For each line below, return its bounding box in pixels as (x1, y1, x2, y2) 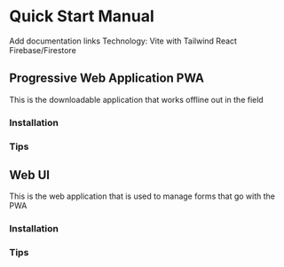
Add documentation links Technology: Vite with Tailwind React (9, 35, 238, 46)
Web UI (9, 167, 51, 183)
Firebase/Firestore (9, 44, 77, 55)
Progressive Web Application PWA (9, 71, 204, 86)
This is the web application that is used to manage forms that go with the (9, 191, 276, 201)
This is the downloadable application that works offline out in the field (9, 94, 264, 105)
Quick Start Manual (9, 6, 154, 27)
